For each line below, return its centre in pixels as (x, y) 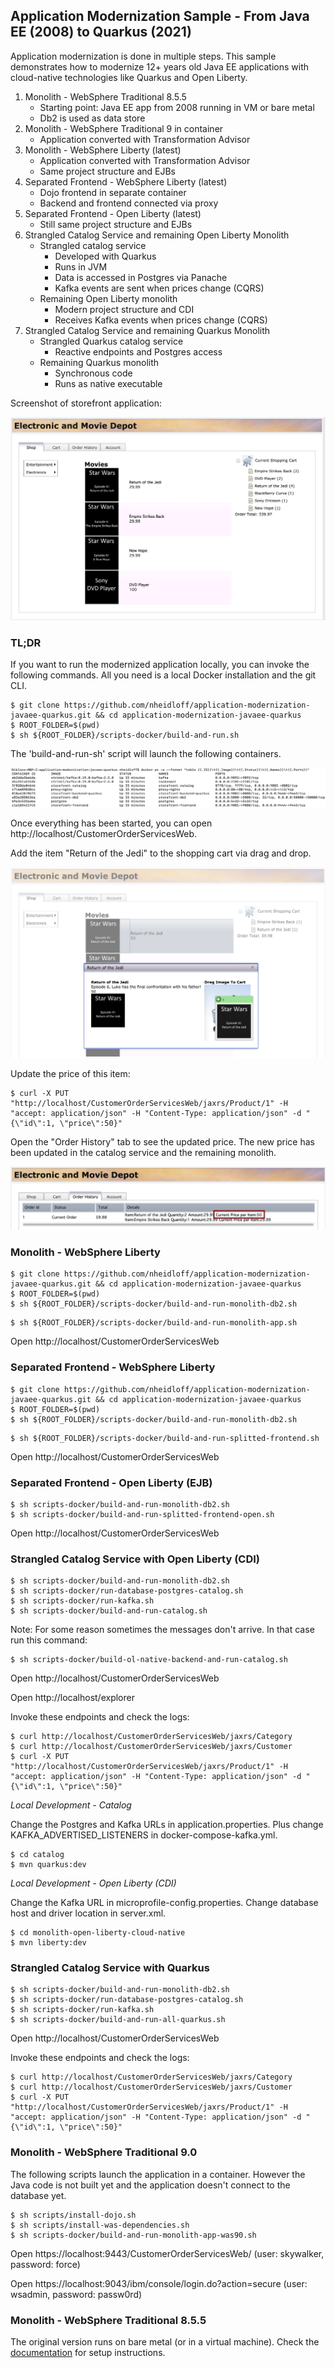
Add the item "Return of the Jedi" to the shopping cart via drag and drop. (161, 853)
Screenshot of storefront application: (86, 403)
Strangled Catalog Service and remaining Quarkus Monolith (147, 330)
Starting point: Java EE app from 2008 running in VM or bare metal (177, 107)
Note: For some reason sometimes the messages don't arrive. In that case (162, 1630)
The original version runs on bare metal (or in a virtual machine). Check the (165, 2342)
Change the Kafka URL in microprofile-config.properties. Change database (164, 1903)
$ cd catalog (37, 1855)
